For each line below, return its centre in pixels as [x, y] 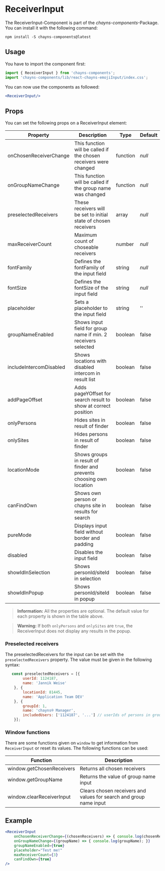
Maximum [86, 235]
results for [86, 511]
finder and [86, 467]
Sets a [82, 302]
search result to [92, 400]
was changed [90, 194]
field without [89, 532]
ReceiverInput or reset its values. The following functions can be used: [77, 748]
